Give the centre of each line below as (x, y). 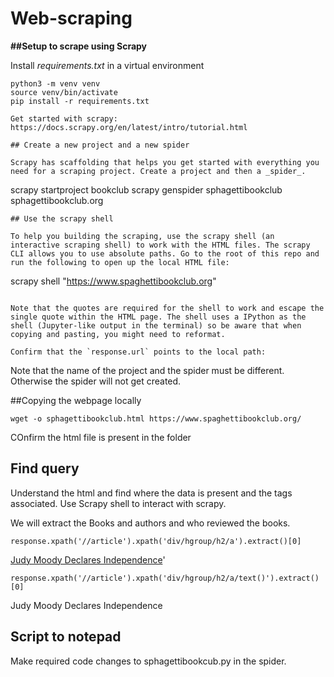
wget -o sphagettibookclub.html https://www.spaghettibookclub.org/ (156, 418)
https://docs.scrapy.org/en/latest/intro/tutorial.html (129, 127)
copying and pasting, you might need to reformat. (118, 334)
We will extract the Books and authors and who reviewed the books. (150, 523)
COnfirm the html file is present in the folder (101, 437)
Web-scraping (71, 18)
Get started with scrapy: (64, 118)
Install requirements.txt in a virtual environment (107, 65)
